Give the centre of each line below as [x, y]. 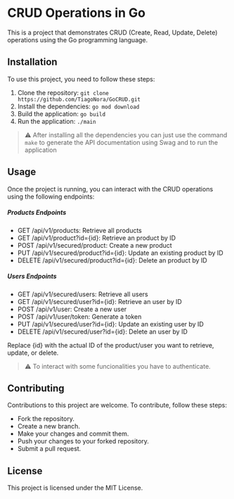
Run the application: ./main [57, 121]
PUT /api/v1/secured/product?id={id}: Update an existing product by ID [120, 253]
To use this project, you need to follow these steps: [81, 79]
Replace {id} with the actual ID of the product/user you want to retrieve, [111, 345]
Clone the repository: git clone [63, 92]
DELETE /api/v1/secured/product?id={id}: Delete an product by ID [112, 260]
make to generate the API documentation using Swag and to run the [121, 142]
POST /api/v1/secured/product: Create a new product [95, 245]
